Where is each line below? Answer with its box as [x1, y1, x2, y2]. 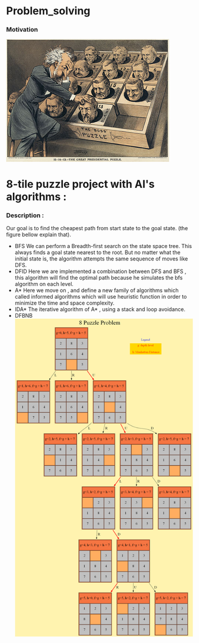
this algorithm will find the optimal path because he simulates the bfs [14, 274, 183, 281]
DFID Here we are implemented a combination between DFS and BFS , [14, 268, 187, 275]
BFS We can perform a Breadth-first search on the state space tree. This [14, 242, 192, 249]
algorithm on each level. [14, 280, 74, 287]
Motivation [6, 26, 38, 34]
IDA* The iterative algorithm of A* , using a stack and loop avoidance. [14, 305, 185, 313]
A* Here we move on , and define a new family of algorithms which [14, 287, 179, 294]
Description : [6, 211, 44, 219]
